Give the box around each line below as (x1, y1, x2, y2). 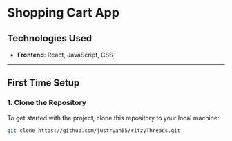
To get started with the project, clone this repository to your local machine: (7, 113, 220, 122)
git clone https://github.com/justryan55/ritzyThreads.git (7, 126, 181, 134)
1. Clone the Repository (7, 98, 86, 108)
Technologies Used (7, 32, 92, 44)
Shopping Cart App (7, 5, 119, 21)
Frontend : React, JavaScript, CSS (17, 50, 114, 59)
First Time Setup (7, 77, 80, 89)
